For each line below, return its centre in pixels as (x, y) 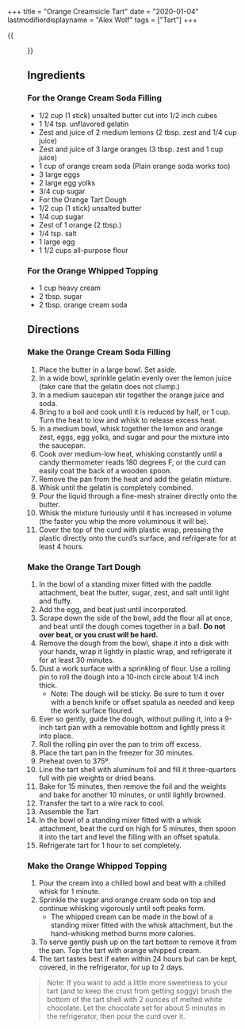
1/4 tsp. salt (57, 233)
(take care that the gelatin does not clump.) (109, 386)
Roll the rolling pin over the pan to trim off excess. (120, 744)
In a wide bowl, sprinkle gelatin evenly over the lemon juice (135, 378)
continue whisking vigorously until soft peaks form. (122, 909)
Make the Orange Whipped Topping (97, 866)
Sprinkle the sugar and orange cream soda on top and (127, 900)
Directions (54, 329)
